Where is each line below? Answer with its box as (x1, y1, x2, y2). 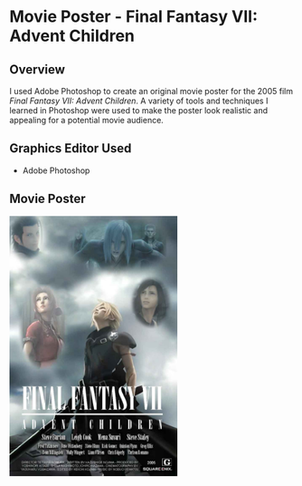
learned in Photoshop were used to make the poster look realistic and (9, 105, 269, 115)
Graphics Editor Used (9, 141, 132, 156)
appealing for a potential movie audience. (9, 115, 165, 125)
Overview (9, 62, 66, 77)
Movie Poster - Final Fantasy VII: (9, 6, 259, 27)
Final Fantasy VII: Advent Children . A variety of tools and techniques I (9, 95, 269, 106)
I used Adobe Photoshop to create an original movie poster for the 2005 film (9, 86, 294, 96)
